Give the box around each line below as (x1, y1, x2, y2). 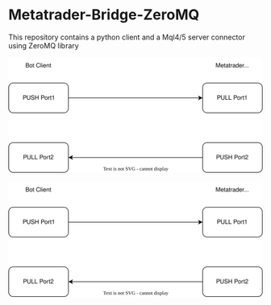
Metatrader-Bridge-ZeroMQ (8, 6, 200, 24)
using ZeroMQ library (8, 40, 79, 50)
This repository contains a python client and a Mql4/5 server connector (8, 32, 246, 42)
